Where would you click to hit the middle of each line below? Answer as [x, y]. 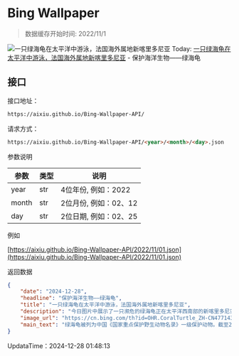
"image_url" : [39, 318]
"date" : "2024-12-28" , [54, 292]
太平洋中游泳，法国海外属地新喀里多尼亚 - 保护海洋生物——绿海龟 [104, 58]
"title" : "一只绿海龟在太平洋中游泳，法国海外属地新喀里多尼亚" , [105, 305]
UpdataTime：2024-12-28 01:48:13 [59, 345]
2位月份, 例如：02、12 [99, 203]
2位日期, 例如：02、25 [99, 216]
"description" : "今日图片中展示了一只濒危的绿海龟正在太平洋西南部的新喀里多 [123, 311]
